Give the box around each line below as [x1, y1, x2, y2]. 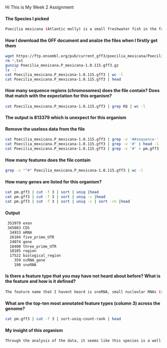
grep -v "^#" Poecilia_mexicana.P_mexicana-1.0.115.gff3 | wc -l [5, 168, 143, 173]
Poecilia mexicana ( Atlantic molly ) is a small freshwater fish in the [5, 27, 157, 32]
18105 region [9, 249, 37, 254]
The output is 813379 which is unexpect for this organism [5, 114, 127, 121]
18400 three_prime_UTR [9, 244, 57, 249]
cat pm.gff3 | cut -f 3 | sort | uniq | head [5, 190, 99, 195]
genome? [5, 305, 25, 311]
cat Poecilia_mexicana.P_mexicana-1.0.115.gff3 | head [5, 77, 121, 82]
